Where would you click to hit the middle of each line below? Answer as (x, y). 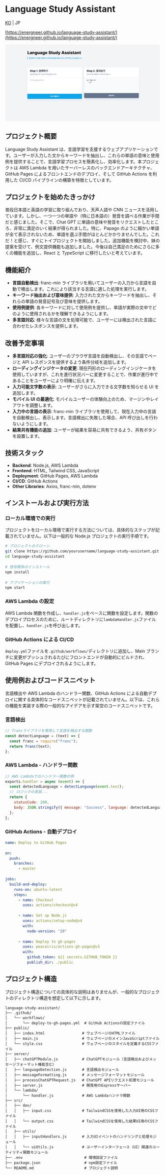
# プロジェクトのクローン (27, 546)
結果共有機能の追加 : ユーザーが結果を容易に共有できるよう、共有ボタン (84, 430)
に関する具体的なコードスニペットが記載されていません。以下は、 (80, 699)
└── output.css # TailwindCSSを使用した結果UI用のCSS (89, 1121)
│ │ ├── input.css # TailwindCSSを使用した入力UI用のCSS (80, 1111)
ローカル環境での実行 (30, 518)
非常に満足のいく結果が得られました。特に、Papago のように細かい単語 (86, 228)
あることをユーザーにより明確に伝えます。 (55, 380)
